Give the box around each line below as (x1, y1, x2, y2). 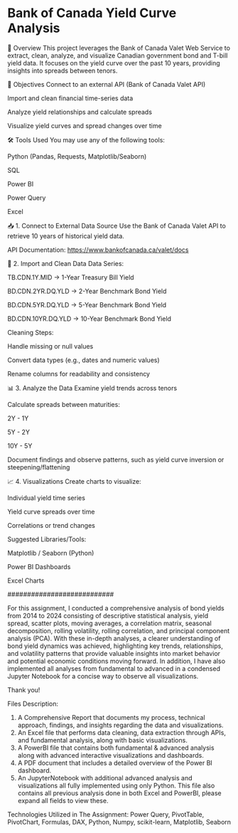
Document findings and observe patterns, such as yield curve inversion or (7, 455, 225, 464)
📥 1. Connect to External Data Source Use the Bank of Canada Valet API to (7, 221, 226, 230)
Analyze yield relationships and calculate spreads (7, 107, 153, 116)
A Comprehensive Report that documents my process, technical (17, 713, 205, 721)
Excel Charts (7, 576, 45, 585)
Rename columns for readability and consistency (7, 369, 151, 378)
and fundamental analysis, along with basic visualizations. (17, 736, 188, 744)
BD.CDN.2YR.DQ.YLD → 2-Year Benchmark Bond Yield (7, 287, 167, 295)
